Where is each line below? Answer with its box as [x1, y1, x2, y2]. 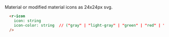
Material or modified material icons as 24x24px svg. [5, 4, 113, 10]
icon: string [14, 18, 41, 23]
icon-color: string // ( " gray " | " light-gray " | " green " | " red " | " [14, 23, 165, 28]
